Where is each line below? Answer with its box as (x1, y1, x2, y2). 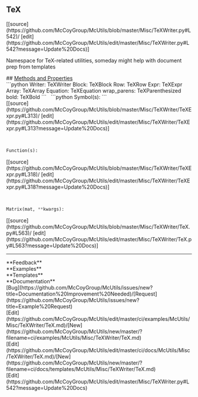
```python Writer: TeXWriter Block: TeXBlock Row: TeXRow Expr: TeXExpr (6, 81, 183, 88)
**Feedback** (6, 259, 42, 266)
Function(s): (6, 147, 38, 153)
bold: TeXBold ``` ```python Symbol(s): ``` (6, 93, 107, 100)
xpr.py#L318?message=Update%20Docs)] (6, 183, 110, 191)
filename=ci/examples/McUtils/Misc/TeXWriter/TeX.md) (6, 334, 141, 341)
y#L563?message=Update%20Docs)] (6, 242, 98, 249)
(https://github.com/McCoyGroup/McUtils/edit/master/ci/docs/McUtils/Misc (6, 346, 190, 353)
